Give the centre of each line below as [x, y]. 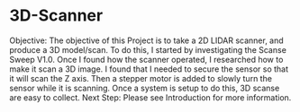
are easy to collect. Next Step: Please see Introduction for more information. [150, 97]
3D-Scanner [56, 16]
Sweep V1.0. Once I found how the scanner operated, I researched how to [146, 59]
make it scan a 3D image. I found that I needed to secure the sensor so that [149, 69]
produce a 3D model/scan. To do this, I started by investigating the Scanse [148, 49]
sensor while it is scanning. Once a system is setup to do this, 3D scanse [145, 88]
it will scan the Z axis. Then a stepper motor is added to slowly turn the [141, 78]
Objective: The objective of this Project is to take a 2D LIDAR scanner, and [146, 40]
